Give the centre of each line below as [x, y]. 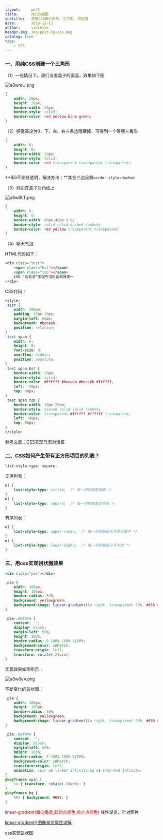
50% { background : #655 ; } [41, 798]
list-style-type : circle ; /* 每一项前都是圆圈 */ [63, 490]
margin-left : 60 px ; [33, 319]
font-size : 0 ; [28, 351]
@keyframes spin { [24, 780]
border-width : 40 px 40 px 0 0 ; [44, 220]
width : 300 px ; [28, 310]
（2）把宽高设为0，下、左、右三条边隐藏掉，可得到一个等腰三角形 [72, 131]
